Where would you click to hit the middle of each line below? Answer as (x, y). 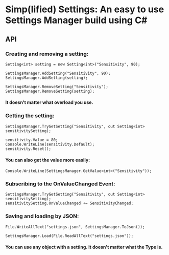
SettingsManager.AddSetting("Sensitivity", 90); (58, 73)
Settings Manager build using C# (76, 20)
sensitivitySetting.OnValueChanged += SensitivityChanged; (69, 203)
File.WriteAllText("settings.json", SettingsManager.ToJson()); (75, 227)
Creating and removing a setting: (47, 54)
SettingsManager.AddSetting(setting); (46, 78)
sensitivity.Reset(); (28, 149)
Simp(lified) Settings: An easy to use (85, 9)
